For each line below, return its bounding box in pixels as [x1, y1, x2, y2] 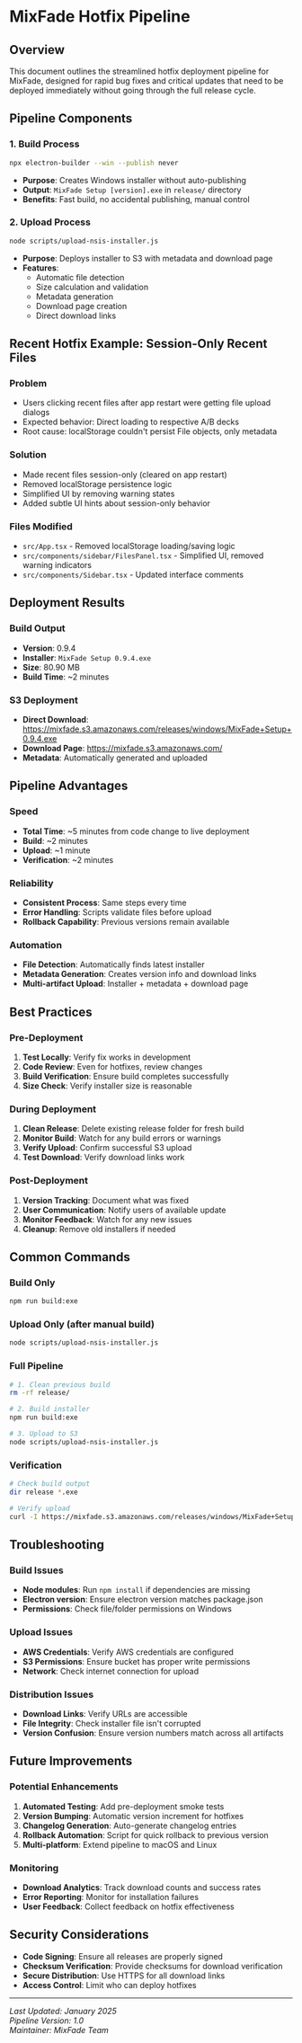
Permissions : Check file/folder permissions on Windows [22, 1603, 232, 1614]
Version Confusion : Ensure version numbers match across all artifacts [22, 1728, 284, 1738]
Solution [9, 449, 48, 461]
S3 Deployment [9, 694, 78, 706]
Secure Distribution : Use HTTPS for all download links [22, 1970, 226, 1981]
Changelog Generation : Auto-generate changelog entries [22, 1820, 237, 1831]
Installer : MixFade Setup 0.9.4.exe [22, 652, 151, 662]
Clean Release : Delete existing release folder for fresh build [22, 1124, 244, 1134]
